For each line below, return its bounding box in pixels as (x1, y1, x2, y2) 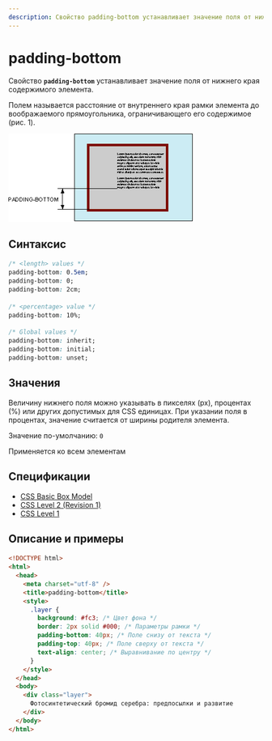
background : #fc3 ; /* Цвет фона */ (37, 614, 158, 623)
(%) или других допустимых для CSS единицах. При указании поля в (8, 406, 248, 416)
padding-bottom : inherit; (8, 337, 96, 345)
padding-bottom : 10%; (8, 311, 82, 319)
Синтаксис (8, 237, 66, 251)
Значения (8, 377, 61, 390)
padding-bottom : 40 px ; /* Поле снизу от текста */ (37, 632, 212, 640)
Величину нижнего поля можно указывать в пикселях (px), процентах (8, 398, 252, 407)
